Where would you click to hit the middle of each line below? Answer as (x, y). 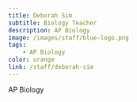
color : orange (32, 60)
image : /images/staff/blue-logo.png (68, 38)
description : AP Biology (49, 30)
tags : (17, 45)
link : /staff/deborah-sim (51, 67)
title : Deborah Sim (40, 15)
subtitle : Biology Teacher (53, 23)
